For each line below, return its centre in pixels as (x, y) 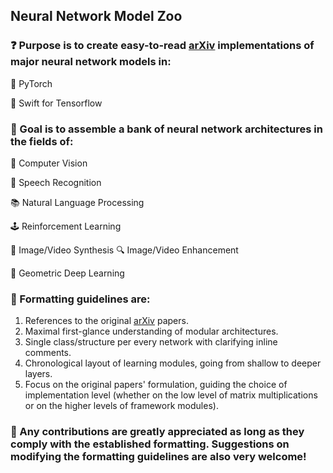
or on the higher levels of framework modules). (121, 406)
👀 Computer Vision (49, 163)
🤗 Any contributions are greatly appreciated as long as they (157, 432)
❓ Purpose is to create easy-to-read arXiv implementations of (162, 46)
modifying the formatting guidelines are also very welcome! (158, 457)
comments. (48, 353)
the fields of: (42, 141)
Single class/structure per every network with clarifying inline (151, 342)
